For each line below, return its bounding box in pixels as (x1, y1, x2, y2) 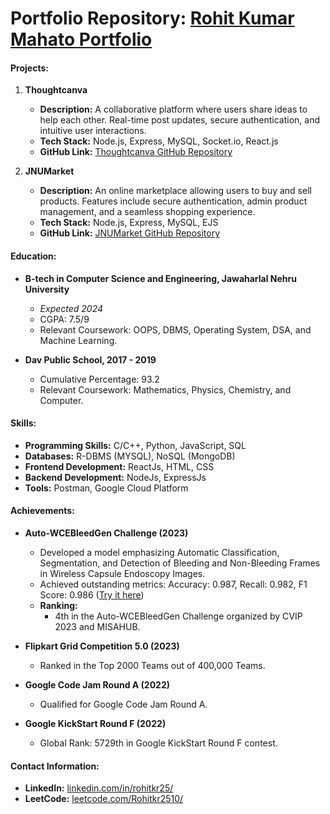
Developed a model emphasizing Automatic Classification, (39, 547, 280, 558)
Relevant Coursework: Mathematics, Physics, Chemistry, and (39, 383, 292, 396)
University (24, 283, 70, 295)
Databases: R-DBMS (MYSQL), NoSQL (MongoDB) (24, 450, 236, 462)
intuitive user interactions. (39, 125, 147, 137)
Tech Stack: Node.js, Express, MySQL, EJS (39, 217, 219, 229)
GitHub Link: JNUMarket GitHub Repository (39, 227, 221, 239)
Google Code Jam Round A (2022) (24, 679, 170, 691)
